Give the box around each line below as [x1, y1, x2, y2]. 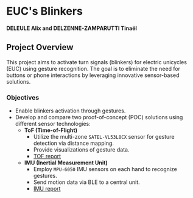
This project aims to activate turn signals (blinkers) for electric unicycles [6, 58, 188, 65]
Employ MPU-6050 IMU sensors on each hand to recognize [33, 166, 178, 173]
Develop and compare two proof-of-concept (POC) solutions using [15, 114, 183, 121]
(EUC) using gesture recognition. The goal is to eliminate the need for [6, 65, 181, 72]
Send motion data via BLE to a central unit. [33, 178, 140, 186]
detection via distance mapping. [33, 139, 114, 147]
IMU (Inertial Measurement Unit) [24, 159, 108, 166]
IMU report [33, 185, 61, 193]
